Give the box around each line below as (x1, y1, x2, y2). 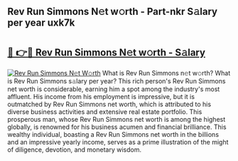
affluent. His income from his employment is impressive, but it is (7, 93, 195, 100)
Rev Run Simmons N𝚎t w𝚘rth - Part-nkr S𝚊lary (7, 6, 218, 18)
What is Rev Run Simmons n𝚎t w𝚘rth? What (102, 69, 231, 77)
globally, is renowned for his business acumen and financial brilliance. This (7, 123, 227, 131)
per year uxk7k (7, 17, 75, 29)
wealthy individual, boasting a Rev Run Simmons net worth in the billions (7, 130, 219, 138)
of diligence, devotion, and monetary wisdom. (7, 145, 142, 154)
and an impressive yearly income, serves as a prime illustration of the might (7, 138, 229, 146)
